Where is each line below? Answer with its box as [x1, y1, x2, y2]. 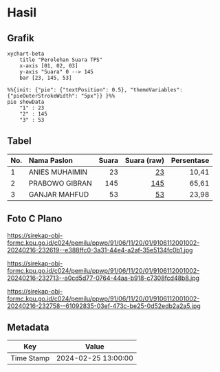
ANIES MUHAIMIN [28, 167, 88, 177]
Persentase [170, 155, 210, 165]
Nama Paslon [28, 155, 74, 165]
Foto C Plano [7, 213, 63, 225]
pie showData [7, 98, 45, 105]
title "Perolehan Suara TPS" [19, 56, 103, 63]
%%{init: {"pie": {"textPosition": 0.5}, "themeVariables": [7, 87, 184, 94]
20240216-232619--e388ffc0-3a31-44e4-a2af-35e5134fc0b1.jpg [7, 245, 193, 254]
